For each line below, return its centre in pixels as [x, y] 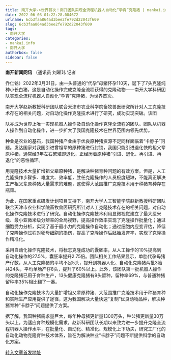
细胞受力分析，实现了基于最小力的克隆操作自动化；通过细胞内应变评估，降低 [85, 227]
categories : [18, 39]
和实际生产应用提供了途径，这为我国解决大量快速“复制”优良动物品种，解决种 [85, 299]
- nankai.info [20, 43]
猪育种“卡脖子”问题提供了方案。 [39, 306]
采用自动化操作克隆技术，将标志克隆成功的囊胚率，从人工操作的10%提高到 [83, 250]
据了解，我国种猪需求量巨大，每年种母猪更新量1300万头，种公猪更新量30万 [84, 316]
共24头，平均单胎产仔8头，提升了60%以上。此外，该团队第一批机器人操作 [83, 269]
